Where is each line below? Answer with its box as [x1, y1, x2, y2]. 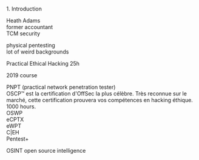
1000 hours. [6, 103, 36, 110]
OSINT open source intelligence [6, 147, 86, 154]
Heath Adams [6, 17, 41, 24]
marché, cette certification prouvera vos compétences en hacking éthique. [6, 97, 193, 103]
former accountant [6, 24, 53, 30]
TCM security [6, 30, 41, 37]
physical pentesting [6, 42, 56, 49]
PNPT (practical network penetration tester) [6, 83, 116, 91]
